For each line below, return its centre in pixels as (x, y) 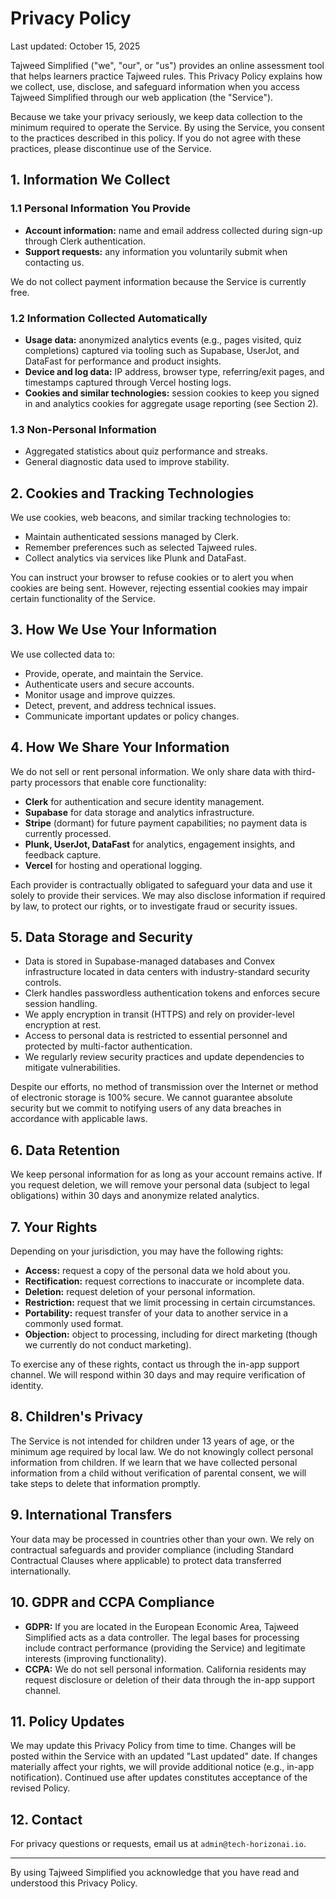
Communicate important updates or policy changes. (132, 716)
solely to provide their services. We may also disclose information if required (168, 895)
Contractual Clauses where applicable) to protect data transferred (146, 1560)
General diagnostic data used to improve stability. (127, 462)
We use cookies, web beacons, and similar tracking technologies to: (150, 518)
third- (304, 771)
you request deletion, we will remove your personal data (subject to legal (160, 1185)
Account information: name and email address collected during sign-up (173, 230)
